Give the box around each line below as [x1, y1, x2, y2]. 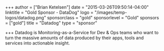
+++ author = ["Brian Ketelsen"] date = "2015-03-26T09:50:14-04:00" [5, 4, 149, 10]
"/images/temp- [94, 9, 127, 15]
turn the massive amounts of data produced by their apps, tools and [5, 35, 144, 41]
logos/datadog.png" [5, 15, 46, 20]
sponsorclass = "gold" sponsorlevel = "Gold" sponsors [47, 15, 160, 20]
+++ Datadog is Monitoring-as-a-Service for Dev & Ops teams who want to [5, 30, 159, 35]
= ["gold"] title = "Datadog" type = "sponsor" [5, 20, 98, 26]
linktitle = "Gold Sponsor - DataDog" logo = [5, 9, 94, 15]
